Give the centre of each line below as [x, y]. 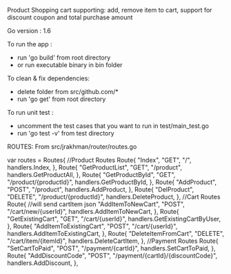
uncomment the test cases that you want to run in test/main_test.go [113, 126]
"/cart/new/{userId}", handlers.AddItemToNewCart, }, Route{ [93, 211]
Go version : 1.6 [29, 31]
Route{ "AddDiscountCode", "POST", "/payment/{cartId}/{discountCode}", [112, 256]
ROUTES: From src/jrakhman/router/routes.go [72, 147]
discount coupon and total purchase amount [70, 17]
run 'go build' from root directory [64, 57]
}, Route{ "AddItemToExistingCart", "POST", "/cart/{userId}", [92, 226]
